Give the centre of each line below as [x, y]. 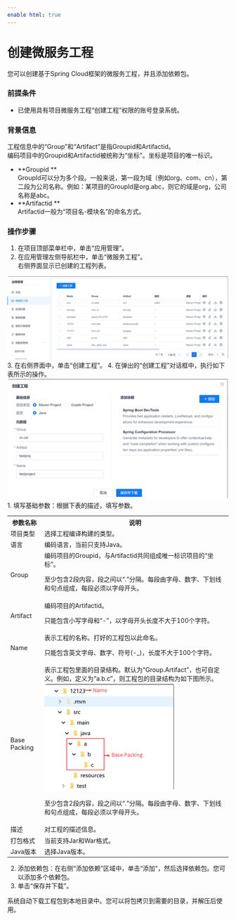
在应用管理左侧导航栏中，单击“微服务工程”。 [82, 257]
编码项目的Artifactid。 [76, 605]
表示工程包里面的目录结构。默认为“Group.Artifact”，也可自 [129, 670]
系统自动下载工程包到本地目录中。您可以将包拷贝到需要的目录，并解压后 [112, 901]
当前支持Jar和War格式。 [79, 841]
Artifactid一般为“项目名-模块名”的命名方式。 [81, 212]
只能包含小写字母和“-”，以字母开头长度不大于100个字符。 [129, 620]
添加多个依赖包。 [48, 877]
